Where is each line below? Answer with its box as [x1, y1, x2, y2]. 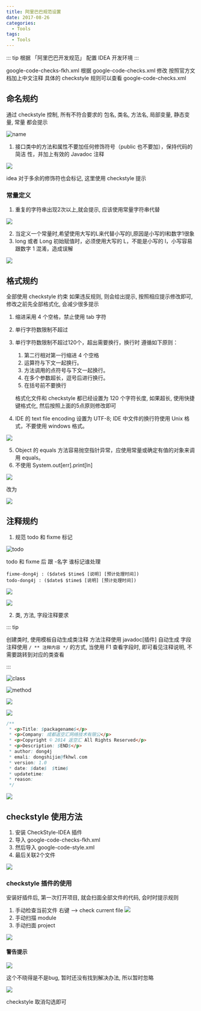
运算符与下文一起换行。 [23, 359, 82, 366]
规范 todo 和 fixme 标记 [14, 533, 73, 540]
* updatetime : [8, 771, 45, 777]
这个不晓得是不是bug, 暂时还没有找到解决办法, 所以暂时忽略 [6, 974, 154, 981]
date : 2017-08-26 [6, 14, 50, 20]
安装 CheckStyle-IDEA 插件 [14, 829, 82, 836]
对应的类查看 [32, 651, 64, 658]
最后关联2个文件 [14, 851, 56, 859]
